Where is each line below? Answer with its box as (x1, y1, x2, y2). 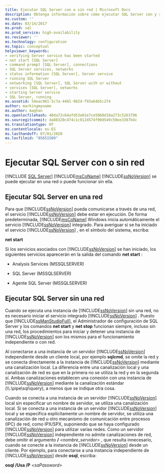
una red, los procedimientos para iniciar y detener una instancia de (5, 328, 140, 334)
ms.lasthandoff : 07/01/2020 (5, 131, 63, 136)
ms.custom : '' (5, 16, 34, 21)
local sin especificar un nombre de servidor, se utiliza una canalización (5, 400, 148, 406)
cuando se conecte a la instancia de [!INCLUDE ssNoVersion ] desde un (5, 442, 148, 448)
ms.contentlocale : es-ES (5, 126, 56, 131)
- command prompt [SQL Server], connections (5, 62, 98, 67)
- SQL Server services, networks (5, 67, 74, 72)
